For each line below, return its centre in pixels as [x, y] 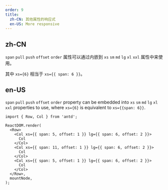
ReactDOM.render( [23, 125]
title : [12, 15]
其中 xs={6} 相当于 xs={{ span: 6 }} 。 [45, 74]
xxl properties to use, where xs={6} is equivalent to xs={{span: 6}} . [75, 107]
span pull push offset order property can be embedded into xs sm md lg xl [81, 102]
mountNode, [21, 178]
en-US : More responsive [34, 24]
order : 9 [14, 10]
